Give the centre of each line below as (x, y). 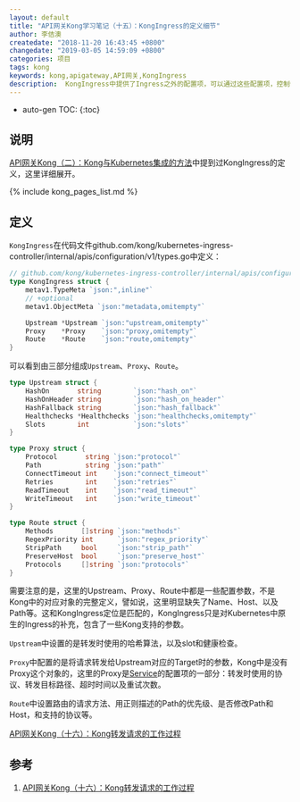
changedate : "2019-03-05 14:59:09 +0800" (87, 51)
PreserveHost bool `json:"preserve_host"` (115, 556)
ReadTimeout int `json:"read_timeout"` (112, 490)
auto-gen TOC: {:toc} (61, 109)
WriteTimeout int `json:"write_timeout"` (113, 498)
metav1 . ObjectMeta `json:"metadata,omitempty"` (115, 306)
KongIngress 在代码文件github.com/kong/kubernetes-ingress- (121, 246)
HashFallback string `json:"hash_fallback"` (123, 407)
